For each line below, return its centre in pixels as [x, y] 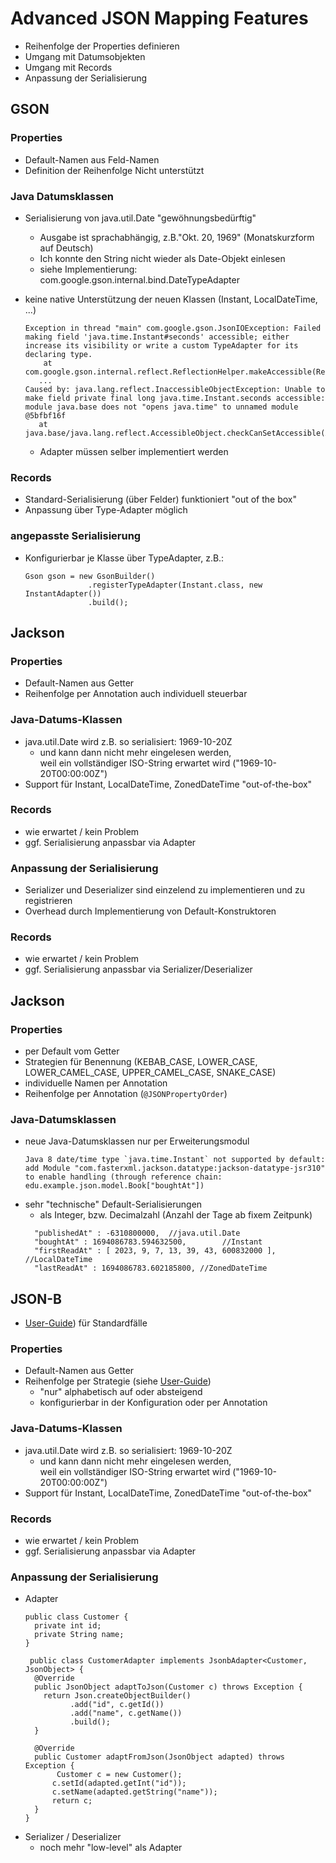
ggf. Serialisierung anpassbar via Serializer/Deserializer [138, 969]
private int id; [68, 1626]
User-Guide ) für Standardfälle [86, 1323]
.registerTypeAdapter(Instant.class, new [175, 585]
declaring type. [58, 354]
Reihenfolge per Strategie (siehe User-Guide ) [118, 1381]
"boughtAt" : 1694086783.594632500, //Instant [148, 1242]
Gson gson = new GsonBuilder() [90, 576]
